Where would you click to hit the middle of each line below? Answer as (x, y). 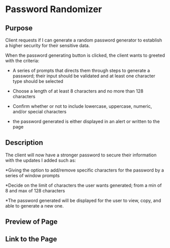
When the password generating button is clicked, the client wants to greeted (85, 55)
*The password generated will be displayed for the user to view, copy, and (83, 200)
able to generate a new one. (35, 205)
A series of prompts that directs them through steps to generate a (81, 70)
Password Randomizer (54, 9)
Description (24, 143)
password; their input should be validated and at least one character (84, 76)
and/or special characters (40, 112)
